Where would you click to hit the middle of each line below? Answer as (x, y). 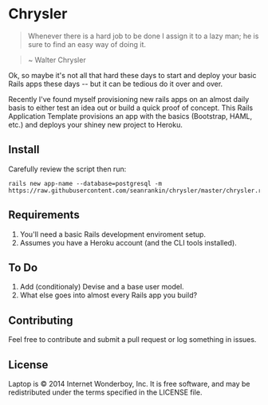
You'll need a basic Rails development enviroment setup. (112, 234)
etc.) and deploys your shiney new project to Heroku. (96, 124)
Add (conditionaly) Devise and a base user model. (102, 287)
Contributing (41, 320)
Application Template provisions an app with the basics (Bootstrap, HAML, (130, 116)
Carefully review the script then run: (67, 169)
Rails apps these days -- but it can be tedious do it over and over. (116, 84)
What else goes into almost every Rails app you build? (108, 295)
